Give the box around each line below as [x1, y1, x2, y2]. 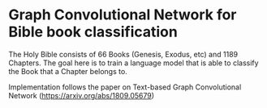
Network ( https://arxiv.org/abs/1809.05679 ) [8, 90, 155, 100]
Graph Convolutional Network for [8, 6, 237, 24]
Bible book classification [8, 23, 179, 41]
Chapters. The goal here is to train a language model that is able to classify [8, 58, 259, 68]
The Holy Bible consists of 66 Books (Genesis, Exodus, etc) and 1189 [8, 49, 238, 59]
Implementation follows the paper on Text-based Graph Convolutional [8, 82, 242, 92]
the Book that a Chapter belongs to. [8, 66, 127, 76]
